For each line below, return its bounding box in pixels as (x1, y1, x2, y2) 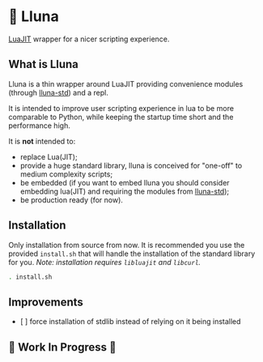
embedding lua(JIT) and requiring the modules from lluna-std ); (19, 186, 229, 196)
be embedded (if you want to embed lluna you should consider (19, 177, 230, 187)
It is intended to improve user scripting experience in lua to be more (8, 103, 235, 113)
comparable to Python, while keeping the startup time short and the (8, 112, 234, 121)
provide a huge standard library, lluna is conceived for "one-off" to (19, 160, 243, 170)
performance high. (8, 121, 70, 130)
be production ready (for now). (19, 194, 124, 205)
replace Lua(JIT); (19, 151, 78, 161)
